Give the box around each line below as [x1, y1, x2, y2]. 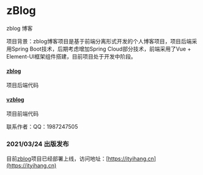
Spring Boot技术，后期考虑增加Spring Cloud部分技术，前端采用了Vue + [11, 45, 191, 52]
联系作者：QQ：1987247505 [6, 123, 78, 130]
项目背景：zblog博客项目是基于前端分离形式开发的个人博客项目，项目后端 [6, 37, 192, 45]
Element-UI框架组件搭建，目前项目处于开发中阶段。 [6, 52, 136, 60]
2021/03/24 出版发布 [6, 140, 69, 148]
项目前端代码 [6, 110, 39, 118]
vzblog [6, 96, 24, 103]
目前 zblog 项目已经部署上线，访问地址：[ [6, 155, 108, 162]
